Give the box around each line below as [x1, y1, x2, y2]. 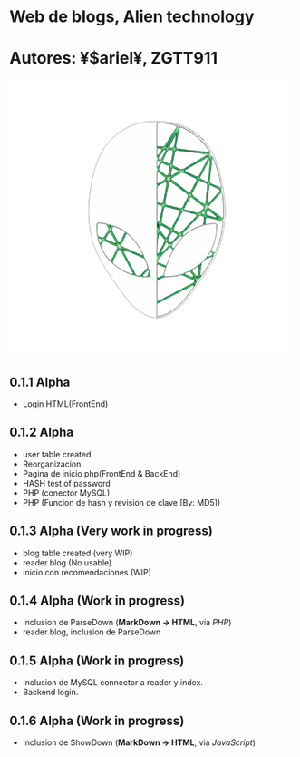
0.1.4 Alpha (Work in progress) [9, 593, 186, 608]
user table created [22, 448, 92, 459]
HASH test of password [22, 477, 111, 488]
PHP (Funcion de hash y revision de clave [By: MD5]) [22, 496, 221, 507]
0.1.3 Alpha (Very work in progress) [9, 524, 213, 539]
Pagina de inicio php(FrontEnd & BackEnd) [22, 467, 181, 478]
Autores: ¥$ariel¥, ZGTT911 [9, 48, 218, 69]
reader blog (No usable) [22, 556, 112, 568]
